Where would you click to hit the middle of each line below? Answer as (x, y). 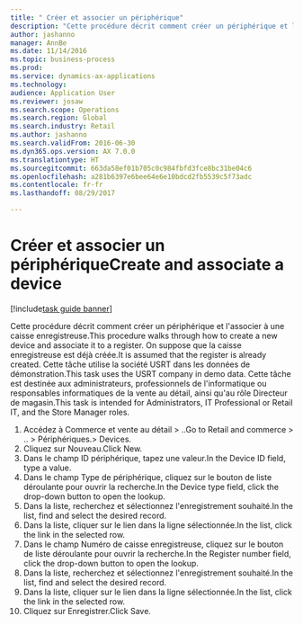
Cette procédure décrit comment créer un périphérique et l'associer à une (147, 326)
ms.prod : (27, 68)
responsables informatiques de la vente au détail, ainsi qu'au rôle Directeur (149, 393)
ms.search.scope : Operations (65, 110)
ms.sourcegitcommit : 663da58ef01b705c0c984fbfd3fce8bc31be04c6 (131, 168)
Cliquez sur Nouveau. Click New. (83, 448)
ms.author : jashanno (49, 135)
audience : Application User (63, 93)
